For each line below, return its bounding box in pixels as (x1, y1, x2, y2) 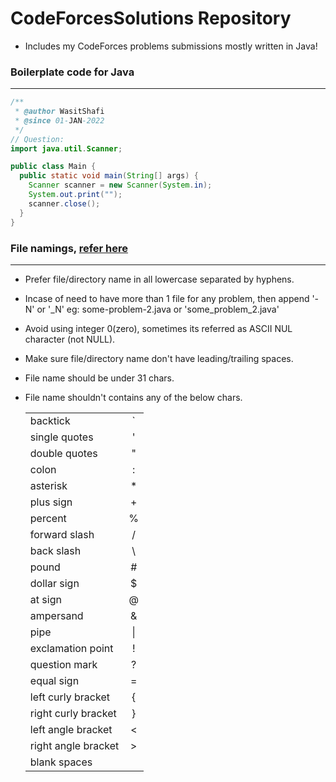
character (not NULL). (24, 333, 116, 345)
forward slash (29, 527, 95, 541)
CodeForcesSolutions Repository (10, 7, 292, 30)
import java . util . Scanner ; (10, 143, 123, 154)
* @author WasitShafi (14, 107, 105, 117)
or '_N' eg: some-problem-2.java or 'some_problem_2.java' (36, 303, 280, 315)
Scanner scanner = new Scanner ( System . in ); (28, 180, 213, 191)
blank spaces (29, 755, 93, 769)
